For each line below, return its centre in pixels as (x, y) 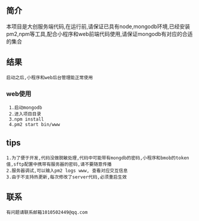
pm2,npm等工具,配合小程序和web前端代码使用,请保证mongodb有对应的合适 (99, 34)
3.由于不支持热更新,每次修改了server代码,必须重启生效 (67, 177)
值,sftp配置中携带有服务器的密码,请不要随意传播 (59, 164)
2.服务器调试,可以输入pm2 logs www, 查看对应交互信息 (67, 171)
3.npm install (26, 119)
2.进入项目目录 (25, 114)
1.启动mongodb (25, 107)
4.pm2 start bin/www (34, 124)
